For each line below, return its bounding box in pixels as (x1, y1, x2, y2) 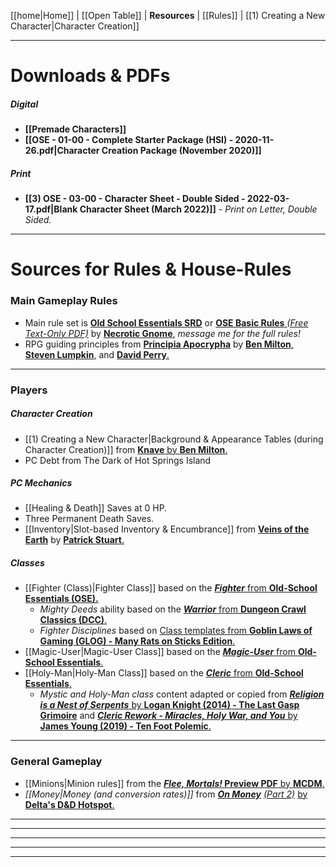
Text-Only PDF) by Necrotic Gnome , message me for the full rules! (24, 327, 301, 339)
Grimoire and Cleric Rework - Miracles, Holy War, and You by (39, 710, 298, 722)
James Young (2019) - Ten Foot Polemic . (39, 720, 212, 732)
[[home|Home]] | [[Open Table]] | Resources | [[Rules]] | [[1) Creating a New (10, 10, 326, 21)
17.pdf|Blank (24, 203, 78, 215)
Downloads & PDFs (10, 65, 171, 87)
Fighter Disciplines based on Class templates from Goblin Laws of (39, 625, 313, 637)
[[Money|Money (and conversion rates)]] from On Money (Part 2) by (24, 788, 308, 800)
